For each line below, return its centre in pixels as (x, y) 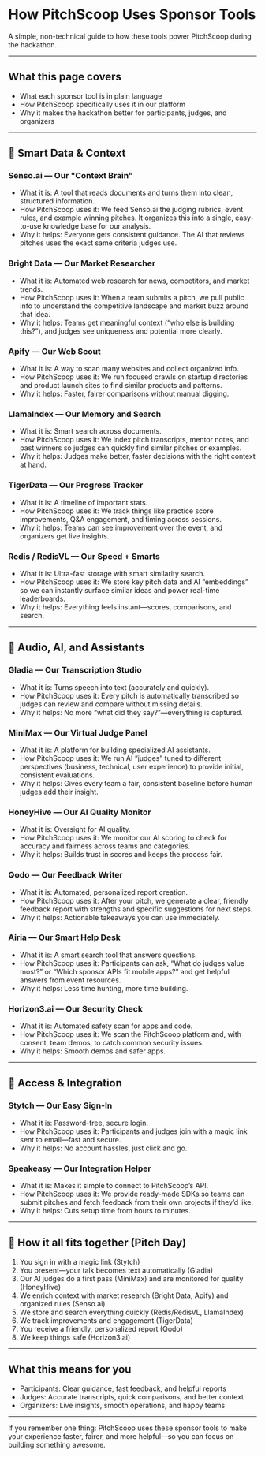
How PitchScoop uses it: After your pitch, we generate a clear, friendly (134, 900)
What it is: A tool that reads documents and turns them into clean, (126, 193)
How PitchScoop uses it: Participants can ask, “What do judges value (132, 963)
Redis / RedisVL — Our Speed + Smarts (84, 556)
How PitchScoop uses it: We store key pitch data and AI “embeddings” (134, 582)
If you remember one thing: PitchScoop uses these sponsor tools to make (127, 1428)
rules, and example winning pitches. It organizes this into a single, (127, 218)
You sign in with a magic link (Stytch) (80, 1261)
